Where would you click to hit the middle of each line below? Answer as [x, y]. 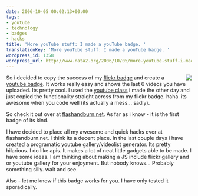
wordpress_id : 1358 [30, 55]
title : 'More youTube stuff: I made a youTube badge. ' [76, 45]
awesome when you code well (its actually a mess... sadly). [78, 102]
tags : [13, 17]
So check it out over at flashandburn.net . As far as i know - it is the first [93, 114]
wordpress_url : [25, 61]
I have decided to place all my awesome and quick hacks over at [85, 132]
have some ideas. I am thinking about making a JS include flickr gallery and [98, 157]
